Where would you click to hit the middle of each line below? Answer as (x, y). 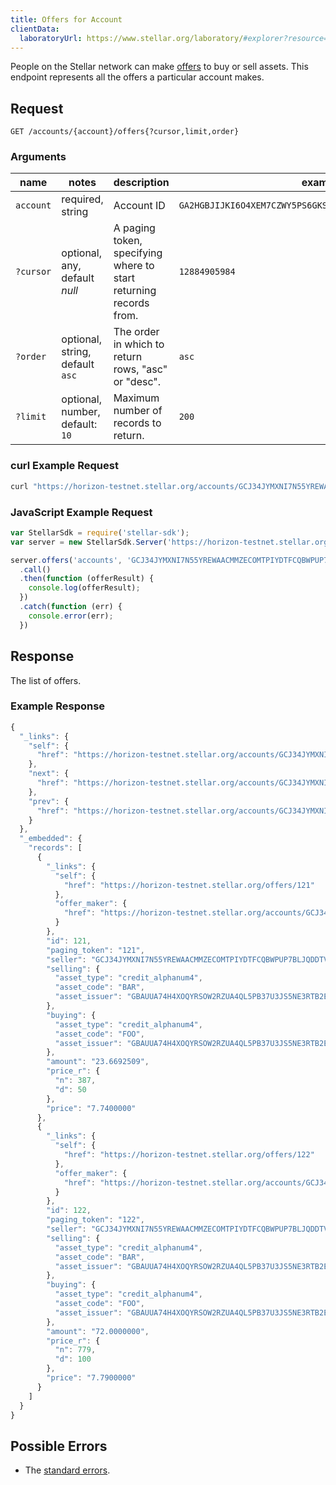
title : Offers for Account (66, 19)
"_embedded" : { (51, 839)
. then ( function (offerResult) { (87, 579)
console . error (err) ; (71, 616)
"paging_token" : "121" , (95, 950)
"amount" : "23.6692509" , (98, 1062)
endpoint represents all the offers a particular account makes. (137, 77)
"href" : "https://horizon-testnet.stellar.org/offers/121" (189, 885)
